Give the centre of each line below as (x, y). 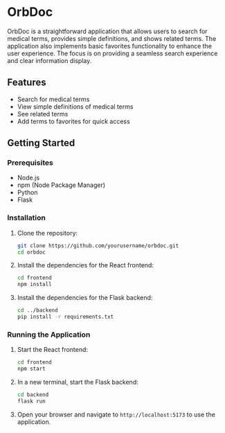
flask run (31, 401)
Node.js (28, 178)
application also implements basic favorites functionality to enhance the (110, 46)
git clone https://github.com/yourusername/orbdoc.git (98, 246)
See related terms (43, 114)
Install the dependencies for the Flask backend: (85, 298)
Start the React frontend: (53, 350)
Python (27, 193)
